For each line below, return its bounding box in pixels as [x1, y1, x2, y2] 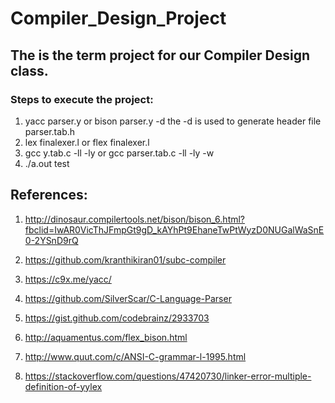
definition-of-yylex [24, 380, 103, 392]
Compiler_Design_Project [10, 7, 227, 30]
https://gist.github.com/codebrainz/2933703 [24, 312, 210, 324]
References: [10, 187, 88, 204]
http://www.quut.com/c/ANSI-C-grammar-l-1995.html [24, 350, 247, 362]
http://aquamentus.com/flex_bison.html [24, 331, 188, 343]
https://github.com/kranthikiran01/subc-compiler [24, 253, 227, 266]
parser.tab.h [24, 125, 76, 137]
